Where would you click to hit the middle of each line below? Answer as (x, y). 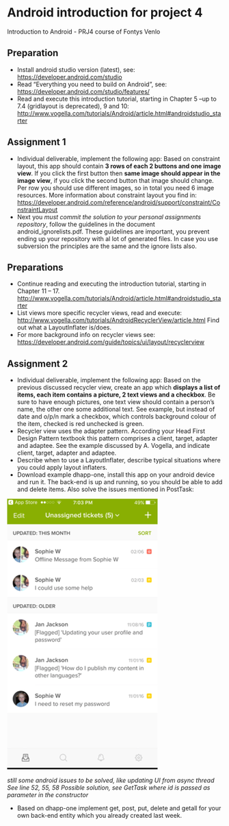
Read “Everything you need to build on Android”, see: (92, 84)
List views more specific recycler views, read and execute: (99, 313)
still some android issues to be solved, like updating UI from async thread (111, 780)
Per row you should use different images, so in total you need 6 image (116, 188)
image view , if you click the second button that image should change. (115, 180)
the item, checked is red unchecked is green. (80, 424)
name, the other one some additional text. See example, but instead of (116, 410)
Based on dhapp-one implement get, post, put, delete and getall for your (119, 808)
